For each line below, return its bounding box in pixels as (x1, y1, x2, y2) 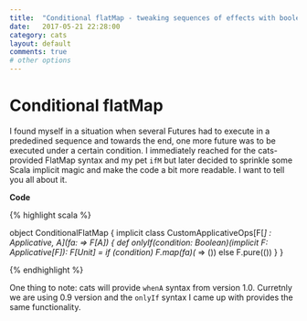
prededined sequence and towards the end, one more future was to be (9, 134, 276, 146)
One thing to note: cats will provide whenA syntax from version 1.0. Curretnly (9, 282, 292, 293)
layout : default (9, 38, 71, 48)
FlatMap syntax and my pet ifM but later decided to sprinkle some (45, 155, 293, 166)
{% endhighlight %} (9, 264, 84, 275)
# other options (9, 56, 71, 65)
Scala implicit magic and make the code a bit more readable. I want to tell (9, 164, 285, 175)
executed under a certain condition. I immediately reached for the (9, 144, 257, 155)
